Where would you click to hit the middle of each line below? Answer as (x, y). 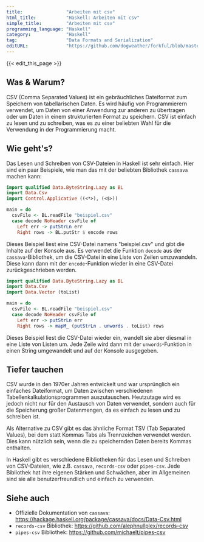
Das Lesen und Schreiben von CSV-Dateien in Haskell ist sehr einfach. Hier (100, 163)
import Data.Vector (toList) (43, 292)
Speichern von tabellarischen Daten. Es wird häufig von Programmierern (97, 104)
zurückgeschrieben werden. (42, 270)
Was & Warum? (36, 83)
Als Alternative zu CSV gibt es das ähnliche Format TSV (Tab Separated (96, 428)
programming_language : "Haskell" (49, 29)
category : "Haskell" (49, 35)
